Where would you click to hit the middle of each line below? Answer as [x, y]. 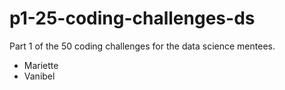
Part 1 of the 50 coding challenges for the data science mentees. [142, 46]
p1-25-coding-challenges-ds [132, 18]
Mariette [41, 65]
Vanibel [39, 76]
